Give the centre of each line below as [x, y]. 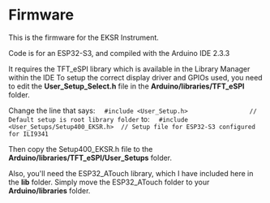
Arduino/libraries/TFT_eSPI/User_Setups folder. [90, 158]
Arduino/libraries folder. [49, 190]
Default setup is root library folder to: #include [99, 119]
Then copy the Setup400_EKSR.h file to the [81, 149]
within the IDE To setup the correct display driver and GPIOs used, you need [135, 77]
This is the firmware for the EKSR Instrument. [84, 37]
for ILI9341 [28, 134]
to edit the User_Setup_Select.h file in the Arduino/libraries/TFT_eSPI [126, 86]
